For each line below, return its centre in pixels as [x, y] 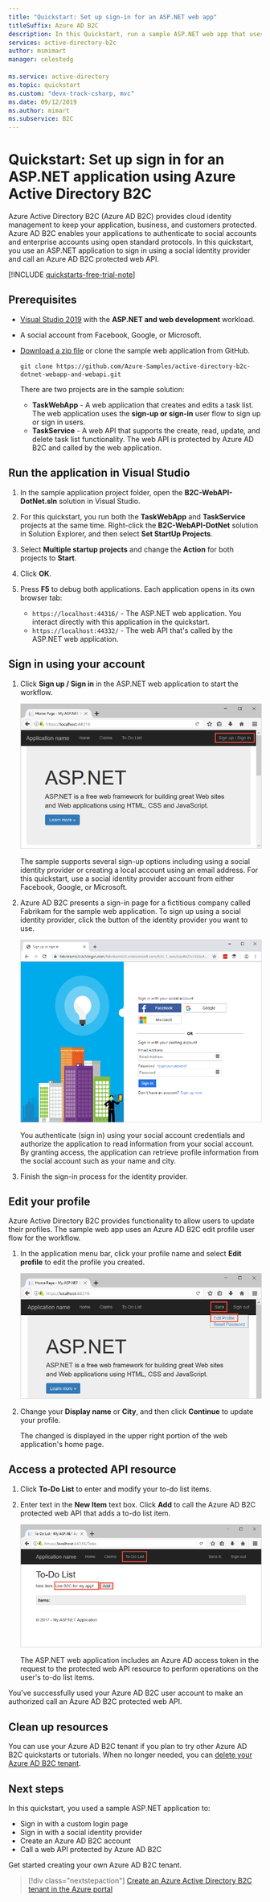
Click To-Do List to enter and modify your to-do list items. [115, 1489]
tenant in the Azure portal [70, 1889]
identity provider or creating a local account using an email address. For [139, 870]
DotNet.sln [39, 501]
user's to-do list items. [57, 1677]
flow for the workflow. [45, 1238]
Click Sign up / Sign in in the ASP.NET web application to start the [129, 684]
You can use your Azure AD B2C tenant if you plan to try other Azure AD [128, 1747]
